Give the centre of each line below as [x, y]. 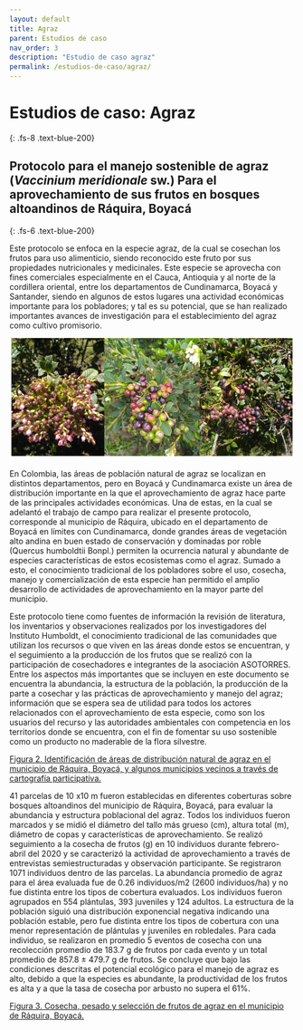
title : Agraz [34, 29]
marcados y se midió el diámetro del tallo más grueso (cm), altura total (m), [149, 825]
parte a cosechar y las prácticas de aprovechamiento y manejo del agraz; [146, 694]
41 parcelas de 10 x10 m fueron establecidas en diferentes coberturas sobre [151, 796]
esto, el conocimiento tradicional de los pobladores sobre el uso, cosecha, [148, 570]
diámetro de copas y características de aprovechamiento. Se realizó [137, 834]
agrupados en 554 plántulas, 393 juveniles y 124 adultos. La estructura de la [151, 902]
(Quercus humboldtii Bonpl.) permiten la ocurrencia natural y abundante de [149, 551]
